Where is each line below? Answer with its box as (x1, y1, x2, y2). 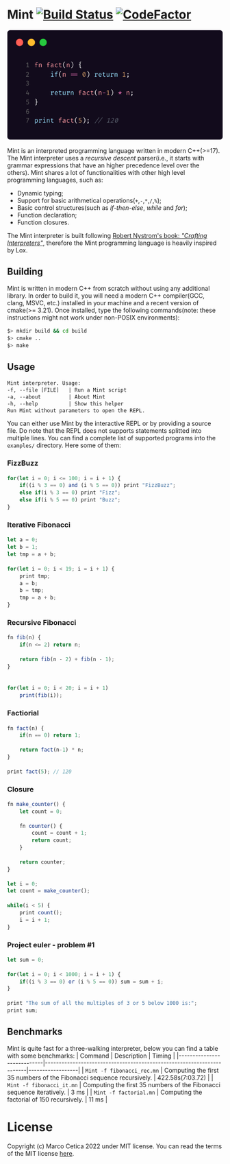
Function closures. (16, 218, 70, 226)
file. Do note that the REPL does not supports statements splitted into (7, 427, 202, 435)
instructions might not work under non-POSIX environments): (7, 313, 180, 322)
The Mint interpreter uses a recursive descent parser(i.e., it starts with (7, 154, 205, 163)
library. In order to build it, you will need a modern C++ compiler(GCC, (7, 292, 205, 300)
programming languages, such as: (7, 176, 103, 185)
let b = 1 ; (7, 544, 38, 551)
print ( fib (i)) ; (19, 692, 63, 699)
